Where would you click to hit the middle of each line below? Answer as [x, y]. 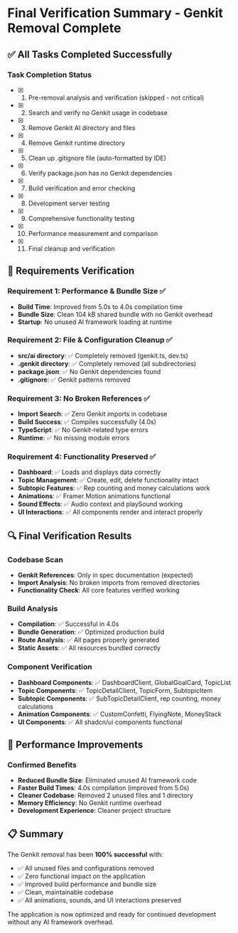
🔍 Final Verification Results [70, 535]
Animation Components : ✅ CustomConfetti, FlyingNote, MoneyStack [119, 714]
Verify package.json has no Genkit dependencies [100, 173]
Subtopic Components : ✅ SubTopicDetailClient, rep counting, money [119, 699]
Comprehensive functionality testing [81, 218]
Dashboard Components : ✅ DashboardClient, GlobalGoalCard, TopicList [124, 682]
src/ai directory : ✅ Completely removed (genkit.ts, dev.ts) [103, 355]
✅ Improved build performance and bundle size [87, 884]
